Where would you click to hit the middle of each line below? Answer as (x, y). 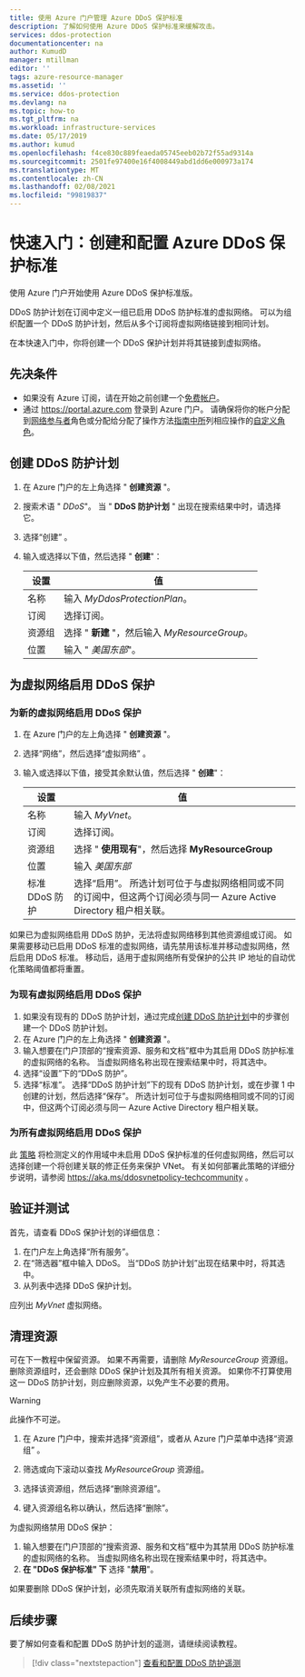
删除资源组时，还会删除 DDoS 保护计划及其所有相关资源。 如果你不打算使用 (151, 1371)
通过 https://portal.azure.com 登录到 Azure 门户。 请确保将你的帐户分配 (156, 409)
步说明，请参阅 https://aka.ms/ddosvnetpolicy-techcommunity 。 (132, 1177)
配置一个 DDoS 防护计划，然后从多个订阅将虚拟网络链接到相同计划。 (145, 323)
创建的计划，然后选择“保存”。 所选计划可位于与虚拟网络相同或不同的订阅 (158, 1095)
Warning (25, 1401)
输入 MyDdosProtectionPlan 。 (128, 598)
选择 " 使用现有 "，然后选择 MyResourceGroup (173, 849)
